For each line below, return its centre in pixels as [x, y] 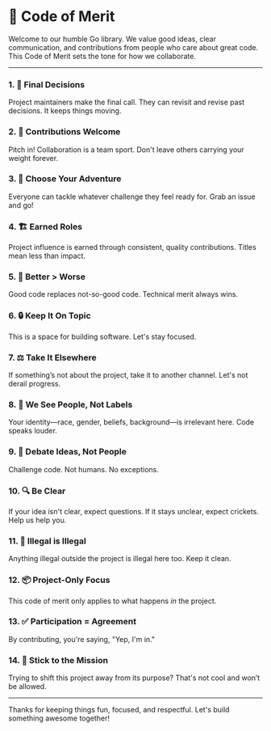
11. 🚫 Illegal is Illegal [47, 541]
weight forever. [33, 158]
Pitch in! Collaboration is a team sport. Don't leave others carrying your [126, 150]
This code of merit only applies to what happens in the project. [113, 601]
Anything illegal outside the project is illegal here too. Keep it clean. [120, 559]
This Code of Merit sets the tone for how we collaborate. [102, 56]
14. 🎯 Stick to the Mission [58, 660]
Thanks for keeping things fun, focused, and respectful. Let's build [119, 710]
